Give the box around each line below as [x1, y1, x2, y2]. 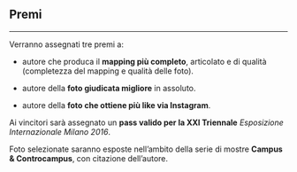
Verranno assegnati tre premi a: [9, 39, 125, 50]
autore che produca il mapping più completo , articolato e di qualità [21, 56, 267, 66]
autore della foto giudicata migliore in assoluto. [21, 82, 196, 93]
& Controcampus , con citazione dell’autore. [9, 152, 169, 163]
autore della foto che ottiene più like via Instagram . [21, 99, 211, 110]
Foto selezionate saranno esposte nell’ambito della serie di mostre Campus [9, 144, 283, 154]
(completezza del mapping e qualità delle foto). [21, 66, 194, 76]
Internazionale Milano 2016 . [9, 126, 111, 137]
